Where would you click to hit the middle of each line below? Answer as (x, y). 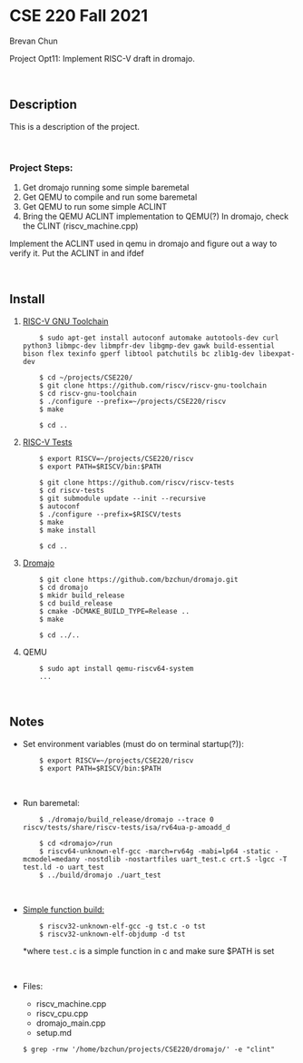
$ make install (68, 530)
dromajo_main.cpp (71, 1023)
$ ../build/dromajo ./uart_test (100, 875)
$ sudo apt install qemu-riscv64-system (117, 668)
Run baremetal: (51, 802)
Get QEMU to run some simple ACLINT (95, 207)
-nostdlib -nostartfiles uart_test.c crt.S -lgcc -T (186, 859)
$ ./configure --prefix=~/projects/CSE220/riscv (133, 401)
